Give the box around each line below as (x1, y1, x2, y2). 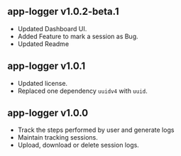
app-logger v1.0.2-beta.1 (7, 6, 119, 18)
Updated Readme (17, 39, 70, 48)
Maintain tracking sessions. (17, 133, 98, 142)
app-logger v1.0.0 (7, 107, 89, 119)
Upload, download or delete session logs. (17, 141, 140, 150)
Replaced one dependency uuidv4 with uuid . (17, 87, 148, 95)
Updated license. (17, 79, 68, 87)
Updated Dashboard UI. (17, 24, 87, 33)
